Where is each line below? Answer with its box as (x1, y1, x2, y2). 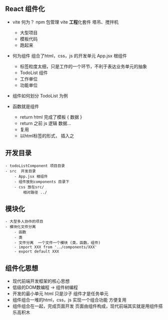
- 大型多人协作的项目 (5, 219, 43, 224)
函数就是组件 (12, 103, 39, 109)
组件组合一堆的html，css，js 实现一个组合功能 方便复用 (12, 297, 126, 303)
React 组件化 (5, 4, 45, 13)
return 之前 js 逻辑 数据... (19, 120, 71, 126)
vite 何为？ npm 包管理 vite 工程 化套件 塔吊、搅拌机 (12, 19, 119, 25)
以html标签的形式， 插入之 (19, 132, 74, 138)
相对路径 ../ (23, 189, 47, 195)
